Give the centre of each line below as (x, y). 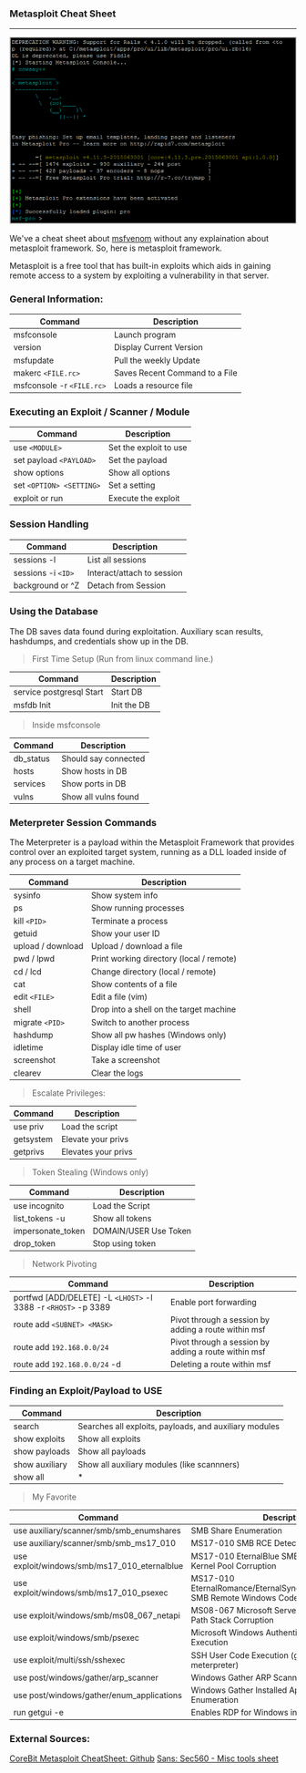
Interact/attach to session (135, 572)
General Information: (56, 299)
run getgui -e (39, 1713)
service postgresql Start (58, 692)
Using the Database (54, 612)
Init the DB (130, 705)
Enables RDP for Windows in (244, 1713)
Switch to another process (140, 1022)
